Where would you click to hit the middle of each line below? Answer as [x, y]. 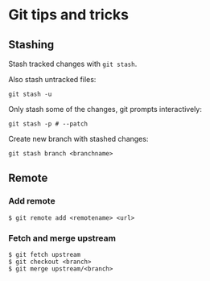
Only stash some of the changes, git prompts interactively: [105, 109]
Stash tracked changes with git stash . [73, 64]
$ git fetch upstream [45, 254]
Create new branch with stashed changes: [78, 139]
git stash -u [30, 94]
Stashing [31, 45]
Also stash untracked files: [52, 79]
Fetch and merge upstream [62, 238]
